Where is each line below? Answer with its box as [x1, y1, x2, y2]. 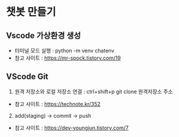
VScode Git [6, 71, 49, 82]
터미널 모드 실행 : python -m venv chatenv [14, 47, 114, 54]
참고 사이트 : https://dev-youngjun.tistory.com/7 [14, 124, 129, 131]
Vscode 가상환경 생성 [6, 30, 81, 40]
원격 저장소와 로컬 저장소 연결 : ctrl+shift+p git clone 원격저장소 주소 [14, 88, 173, 95]
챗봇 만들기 [6, 5, 56, 19]
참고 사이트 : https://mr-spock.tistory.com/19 [14, 54, 121, 61]
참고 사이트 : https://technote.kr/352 [14, 100, 101, 107]
